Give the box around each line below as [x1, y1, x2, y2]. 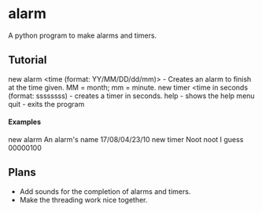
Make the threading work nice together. [19, 195, 148, 204]
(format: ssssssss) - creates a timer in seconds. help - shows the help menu [8, 91, 255, 101]
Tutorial [8, 53, 47, 67]
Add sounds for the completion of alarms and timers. [19, 186, 191, 196]
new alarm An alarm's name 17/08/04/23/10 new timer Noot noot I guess [8, 134, 244, 144]
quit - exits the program [8, 99, 85, 108]
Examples [8, 117, 42, 126]
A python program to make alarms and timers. [8, 31, 157, 40]
